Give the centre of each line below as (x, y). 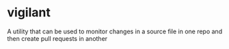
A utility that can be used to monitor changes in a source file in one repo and (115, 31)
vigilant (29, 13)
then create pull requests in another (57, 38)
